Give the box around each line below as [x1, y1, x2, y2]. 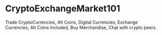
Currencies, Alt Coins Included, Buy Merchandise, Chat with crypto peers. [5, 24, 157, 30]
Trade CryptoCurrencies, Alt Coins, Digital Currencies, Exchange [5, 19, 138, 25]
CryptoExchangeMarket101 [5, 3, 121, 14]
